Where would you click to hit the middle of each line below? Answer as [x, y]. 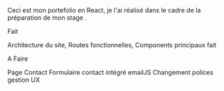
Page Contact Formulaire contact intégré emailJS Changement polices [110, 72]
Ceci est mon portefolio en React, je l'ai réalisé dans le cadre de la [104, 10]
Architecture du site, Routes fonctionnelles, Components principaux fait [112, 45]
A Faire [18, 59]
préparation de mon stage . [47, 18]
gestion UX [24, 80]
